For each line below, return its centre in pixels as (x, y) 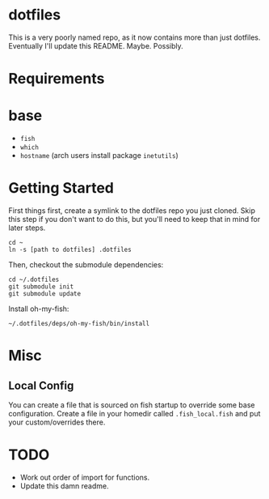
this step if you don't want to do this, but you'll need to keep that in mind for (134, 219)
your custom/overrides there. (57, 422)
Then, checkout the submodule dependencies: (86, 264)
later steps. (27, 228)
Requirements (57, 79)
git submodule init (41, 287)
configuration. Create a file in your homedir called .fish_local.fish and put (134, 414)
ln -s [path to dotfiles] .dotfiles (70, 249)
